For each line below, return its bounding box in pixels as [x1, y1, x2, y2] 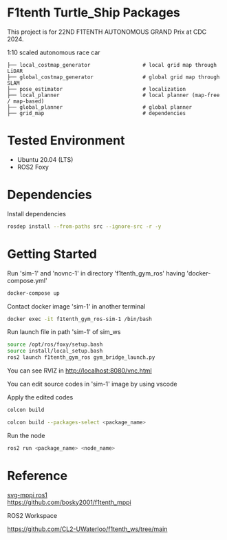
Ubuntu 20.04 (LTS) [17, 155, 74, 163]
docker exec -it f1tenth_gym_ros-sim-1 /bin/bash [7, 315, 153, 322]
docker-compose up [7, 289, 60, 297]
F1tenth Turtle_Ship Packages [7, 5, 181, 21]
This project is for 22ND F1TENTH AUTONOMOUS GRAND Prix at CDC [7, 28, 207, 36]
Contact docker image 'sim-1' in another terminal [7, 302, 146, 311]
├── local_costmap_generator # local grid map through [7, 61, 217, 68]
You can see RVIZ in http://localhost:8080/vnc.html [7, 366, 153, 375]
